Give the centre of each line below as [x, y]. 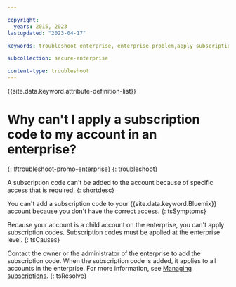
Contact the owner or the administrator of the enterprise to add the [104, 253]
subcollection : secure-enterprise [58, 58]
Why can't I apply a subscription [104, 120]
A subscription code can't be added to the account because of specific [110, 182]
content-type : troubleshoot [48, 71]
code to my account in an [82, 135]
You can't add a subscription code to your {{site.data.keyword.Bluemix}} [112, 203]
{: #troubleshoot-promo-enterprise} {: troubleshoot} [83, 169]
